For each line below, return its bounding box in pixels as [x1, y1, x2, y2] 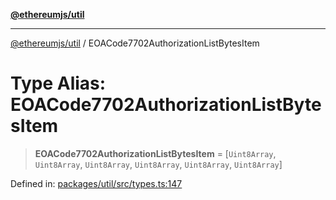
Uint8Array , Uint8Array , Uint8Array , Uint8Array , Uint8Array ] [34, 158, 283, 170]
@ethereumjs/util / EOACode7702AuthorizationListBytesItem [10, 37, 260, 49]
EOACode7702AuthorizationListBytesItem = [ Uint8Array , [34, 147, 277, 159]
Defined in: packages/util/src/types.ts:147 [10, 177, 183, 189]
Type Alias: [10, 72, 107, 95]
